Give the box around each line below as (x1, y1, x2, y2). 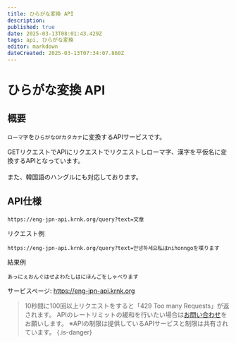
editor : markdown (7, 43, 58, 50)
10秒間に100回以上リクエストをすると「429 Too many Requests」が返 (24, 301, 230, 310)
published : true (7, 23, 55, 30)
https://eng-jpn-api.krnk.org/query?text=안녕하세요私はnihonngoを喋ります (7, 244, 220, 251)
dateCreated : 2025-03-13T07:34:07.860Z (7, 50, 125, 57)
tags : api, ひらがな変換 (7, 37, 74, 44)
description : (7, 17, 46, 24)
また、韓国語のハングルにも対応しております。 (7, 172, 142, 181)
